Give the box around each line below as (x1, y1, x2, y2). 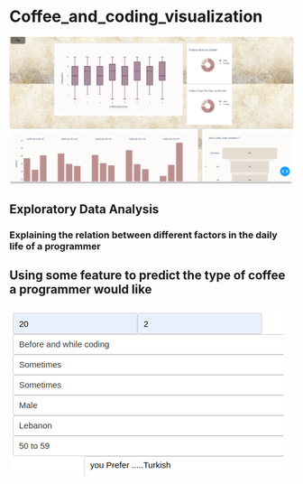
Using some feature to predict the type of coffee (9, 268, 286, 283)
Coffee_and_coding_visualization (9, 6, 263, 27)
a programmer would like (9, 282, 152, 297)
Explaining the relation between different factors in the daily (9, 228, 278, 241)
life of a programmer (9, 239, 101, 252)
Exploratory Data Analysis (9, 201, 160, 217)
